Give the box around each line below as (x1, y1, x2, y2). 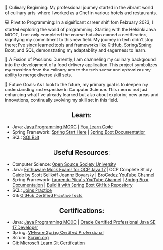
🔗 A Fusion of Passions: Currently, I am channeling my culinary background (5, 56, 156, 62)
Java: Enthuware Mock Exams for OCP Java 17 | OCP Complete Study (12, 166, 152, 172)
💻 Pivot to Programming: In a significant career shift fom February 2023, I (5, 19, 153, 25)
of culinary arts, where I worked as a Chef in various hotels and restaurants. (5, 10, 157, 16)
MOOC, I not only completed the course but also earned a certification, (5, 32, 147, 37)
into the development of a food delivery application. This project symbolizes (5, 62, 157, 68)
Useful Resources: (53, 148, 110, 157)
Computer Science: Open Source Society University (12, 161, 116, 167)
